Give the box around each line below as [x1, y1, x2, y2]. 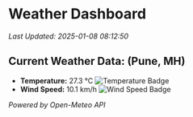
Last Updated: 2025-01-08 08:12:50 [8, 31, 129, 41]
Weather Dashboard [8, 5, 147, 23]
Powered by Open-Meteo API [8, 99, 107, 109]
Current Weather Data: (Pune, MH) [8, 54, 186, 68]
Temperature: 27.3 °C [19, 75, 94, 85]
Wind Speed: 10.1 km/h [19, 84, 97, 94]
